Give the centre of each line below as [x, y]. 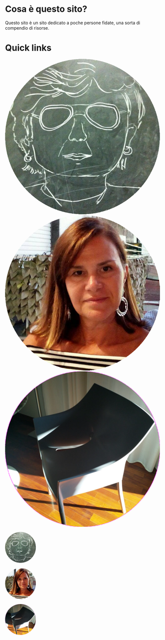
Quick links [28, 48]
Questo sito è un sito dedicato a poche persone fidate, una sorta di [73, 23]
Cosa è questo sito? [46, 9]
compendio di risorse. [27, 28]
